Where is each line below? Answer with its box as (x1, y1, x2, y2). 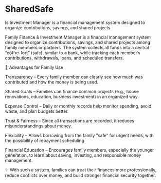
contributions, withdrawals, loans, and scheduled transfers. (5, 55, 124, 61)
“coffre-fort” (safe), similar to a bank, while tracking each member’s (5, 50, 141, 56)
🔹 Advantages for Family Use (5, 64, 63, 70)
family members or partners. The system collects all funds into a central (5, 44, 149, 50)
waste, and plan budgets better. (5, 108, 69, 114)
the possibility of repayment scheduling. (5, 138, 86, 143)
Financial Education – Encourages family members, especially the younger (5, 147, 154, 153)
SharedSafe (5, 3, 54, 15)
